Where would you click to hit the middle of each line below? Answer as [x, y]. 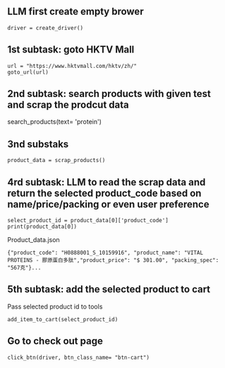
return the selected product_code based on [104, 193]
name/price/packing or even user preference [108, 204]
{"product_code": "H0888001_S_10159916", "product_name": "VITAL [105, 253]
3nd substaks [38, 144]
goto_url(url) [28, 72]
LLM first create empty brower [75, 12]
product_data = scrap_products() [56, 161]
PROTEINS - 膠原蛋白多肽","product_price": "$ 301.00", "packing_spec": [113, 260]
